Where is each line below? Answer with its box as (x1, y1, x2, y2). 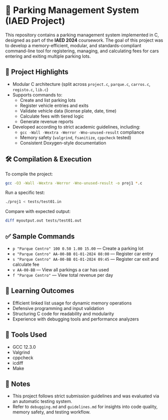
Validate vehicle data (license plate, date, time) (20, 108, 117, 114)
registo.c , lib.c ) (12, 86, 49, 92)
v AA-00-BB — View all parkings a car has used (12, 267, 109, 273)
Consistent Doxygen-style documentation (20, 140, 106, 146)
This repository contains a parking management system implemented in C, (5, 32, 159, 38)
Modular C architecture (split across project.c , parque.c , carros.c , (12, 81, 150, 87)
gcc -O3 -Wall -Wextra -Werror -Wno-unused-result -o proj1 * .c (5, 180, 142, 185)
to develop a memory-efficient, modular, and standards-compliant (5, 42, 141, 48)
